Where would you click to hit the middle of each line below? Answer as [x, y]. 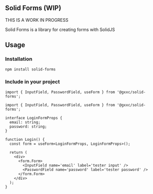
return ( [18, 152]
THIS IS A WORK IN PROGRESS [37, 20]
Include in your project [33, 82]
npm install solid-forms [30, 69]
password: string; [28, 127]
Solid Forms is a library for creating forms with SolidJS [60, 30]
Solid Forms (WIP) [33, 8]
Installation [19, 59]
